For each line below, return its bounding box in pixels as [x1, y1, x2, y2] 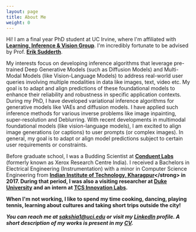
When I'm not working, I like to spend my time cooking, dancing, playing [6, 195, 187, 202]
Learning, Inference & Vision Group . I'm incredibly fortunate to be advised [6, 42, 189, 49]
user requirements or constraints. [6, 141, 88, 148]
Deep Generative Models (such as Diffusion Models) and [24, 66, 163, 73]
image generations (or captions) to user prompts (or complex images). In [6, 129, 184, 136]
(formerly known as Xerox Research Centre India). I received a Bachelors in [6, 159, 190, 166]
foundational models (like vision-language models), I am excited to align [6, 122, 182, 130]
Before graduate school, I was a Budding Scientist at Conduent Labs [6, 153, 173, 160]
